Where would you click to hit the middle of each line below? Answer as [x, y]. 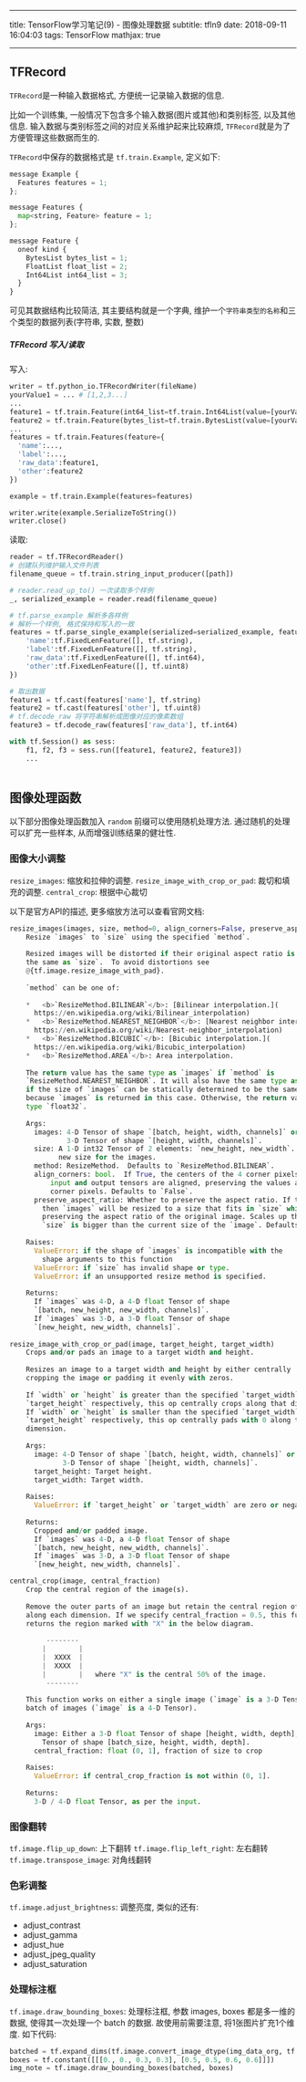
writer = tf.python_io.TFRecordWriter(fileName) [103, 387]
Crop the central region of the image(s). [107, 1590]
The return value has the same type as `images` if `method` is [150, 1073]
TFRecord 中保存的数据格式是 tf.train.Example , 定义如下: [115, 157]
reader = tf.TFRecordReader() [67, 557]
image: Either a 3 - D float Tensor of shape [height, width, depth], [166, 1733]
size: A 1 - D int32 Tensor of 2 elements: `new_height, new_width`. [164, 1149]
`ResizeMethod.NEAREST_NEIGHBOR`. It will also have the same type [156, 1081]
